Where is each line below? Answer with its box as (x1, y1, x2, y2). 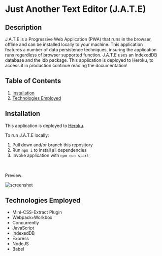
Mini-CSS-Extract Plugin (12, 209, 62, 215)
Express (12, 236, 29, 242)
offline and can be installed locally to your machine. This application (5, 42, 143, 47)
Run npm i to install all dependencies (12, 147, 87, 153)
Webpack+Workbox (12, 214, 53, 220)
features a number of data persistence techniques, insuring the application (5, 47, 157, 52)
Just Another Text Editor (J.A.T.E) (5, 3, 146, 15)
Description (5, 23, 42, 32)
